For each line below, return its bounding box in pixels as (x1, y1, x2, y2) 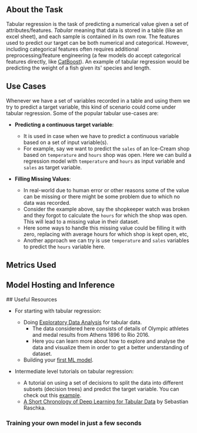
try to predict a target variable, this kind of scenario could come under (6, 103, 176, 110)
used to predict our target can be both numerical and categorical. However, (6, 39, 189, 46)
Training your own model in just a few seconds (6, 419, 142, 427)
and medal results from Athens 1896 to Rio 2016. (32, 331, 150, 338)
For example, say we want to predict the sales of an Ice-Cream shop (23, 145, 190, 152)
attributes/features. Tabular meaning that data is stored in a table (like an (6, 27, 183, 34)
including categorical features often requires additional (6, 45, 139, 53)
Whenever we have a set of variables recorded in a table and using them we (6, 97, 191, 104)
